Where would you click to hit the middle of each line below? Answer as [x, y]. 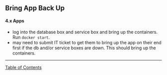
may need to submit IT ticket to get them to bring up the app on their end [87, 42]
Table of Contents [24, 67]
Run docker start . [31, 37]
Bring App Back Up [35, 8]
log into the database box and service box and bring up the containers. [85, 32]
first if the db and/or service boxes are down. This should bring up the [84, 48]
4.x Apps [15, 21]
